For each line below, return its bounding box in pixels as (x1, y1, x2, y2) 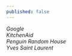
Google (6, 25, 25, 32)
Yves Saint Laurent (6, 44, 54, 51)
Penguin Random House (6, 38, 67, 45)
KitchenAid (6, 31, 34, 39)
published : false (6, 8, 50, 15)
